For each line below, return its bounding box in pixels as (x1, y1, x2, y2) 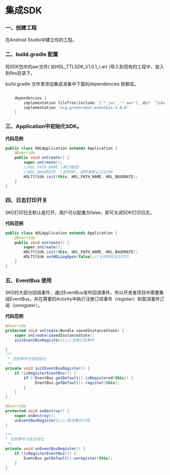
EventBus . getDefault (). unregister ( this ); (23, 456, 113, 461)
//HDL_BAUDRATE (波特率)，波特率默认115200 (23, 169, 113, 175)
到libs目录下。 (5, 70, 35, 76)
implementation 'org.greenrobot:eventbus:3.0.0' (23, 105, 129, 110)
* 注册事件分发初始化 (7, 356, 47, 361)
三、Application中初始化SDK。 (5, 123, 83, 130)
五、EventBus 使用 (5, 277, 52, 284)
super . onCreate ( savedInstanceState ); (14, 333, 95, 338)
